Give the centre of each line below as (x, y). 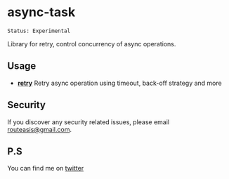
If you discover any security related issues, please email (89, 122)
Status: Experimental (39, 31)
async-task (41, 12)
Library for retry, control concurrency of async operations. (92, 44)
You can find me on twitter (46, 168)
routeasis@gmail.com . (40, 129)
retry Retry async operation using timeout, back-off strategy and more (120, 83)
